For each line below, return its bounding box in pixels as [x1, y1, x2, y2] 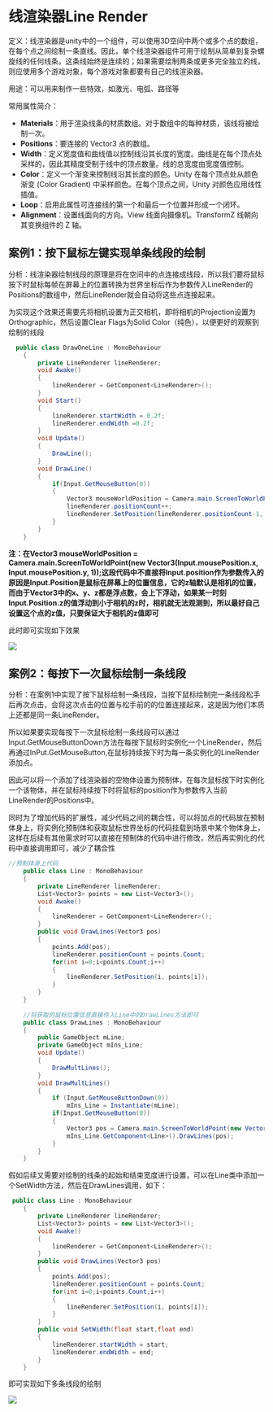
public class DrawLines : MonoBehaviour [23, 1018, 162, 1026]
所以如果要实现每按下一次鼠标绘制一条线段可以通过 [8, 728, 180, 737]
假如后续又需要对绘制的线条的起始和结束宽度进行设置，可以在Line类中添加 [8, 1170, 258, 1180]
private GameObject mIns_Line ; [37, 1041, 144, 1050]
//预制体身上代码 [8, 859, 58, 868]
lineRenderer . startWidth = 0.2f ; [51, 412, 165, 420]
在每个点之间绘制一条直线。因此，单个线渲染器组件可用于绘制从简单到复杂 [8, 46, 258, 55]
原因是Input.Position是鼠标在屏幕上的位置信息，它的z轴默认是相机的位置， [8, 577, 261, 587]
